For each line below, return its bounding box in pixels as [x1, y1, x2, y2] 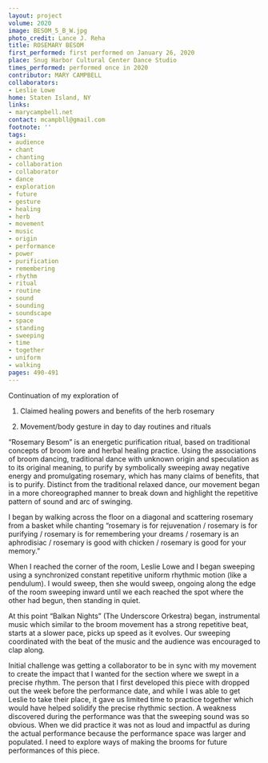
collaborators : [8, 78, 59, 86]
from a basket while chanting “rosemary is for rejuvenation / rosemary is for [8, 521, 258, 530]
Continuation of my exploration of [8, 390, 119, 400]
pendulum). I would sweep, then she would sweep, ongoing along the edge [8, 578, 256, 588]
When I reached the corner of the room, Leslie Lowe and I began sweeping [8, 561, 255, 571]
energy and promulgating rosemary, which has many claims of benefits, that [8, 471, 260, 481]
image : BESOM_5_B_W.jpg [8, 26, 88, 34]
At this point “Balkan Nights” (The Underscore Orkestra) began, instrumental [8, 611, 260, 621]
